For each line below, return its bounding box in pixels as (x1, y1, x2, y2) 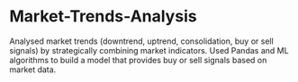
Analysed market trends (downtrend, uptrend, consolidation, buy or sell (9, 36, 275, 46)
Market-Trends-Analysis (9, 6, 197, 27)
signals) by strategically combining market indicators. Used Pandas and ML (9, 45, 290, 55)
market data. (9, 64, 57, 75)
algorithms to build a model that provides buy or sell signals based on (9, 54, 267, 65)
